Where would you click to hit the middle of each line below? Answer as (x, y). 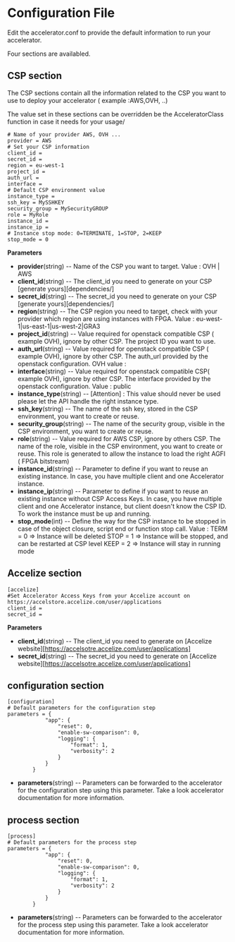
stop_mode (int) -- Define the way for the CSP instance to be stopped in (122, 521)
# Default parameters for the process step (72, 843)
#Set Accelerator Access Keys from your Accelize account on (99, 596)
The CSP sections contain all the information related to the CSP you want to (117, 92)
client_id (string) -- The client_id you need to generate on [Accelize (115, 641)
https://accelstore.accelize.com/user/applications (84, 602)
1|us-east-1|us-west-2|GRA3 (59, 326)
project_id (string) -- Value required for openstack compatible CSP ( (116, 334)
